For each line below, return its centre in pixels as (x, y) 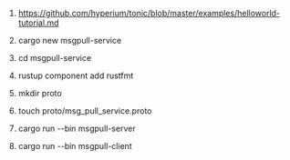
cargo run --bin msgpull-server (77, 128)
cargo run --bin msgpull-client (75, 146)
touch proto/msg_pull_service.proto (85, 111)
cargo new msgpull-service (70, 40)
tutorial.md (38, 23)
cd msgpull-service (55, 58)
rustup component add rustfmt (76, 75)
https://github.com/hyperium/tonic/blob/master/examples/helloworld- (149, 13)
